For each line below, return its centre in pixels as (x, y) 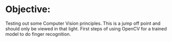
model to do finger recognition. (38, 34)
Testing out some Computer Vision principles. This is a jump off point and (83, 23)
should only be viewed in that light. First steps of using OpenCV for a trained (86, 28)
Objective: (28, 9)
